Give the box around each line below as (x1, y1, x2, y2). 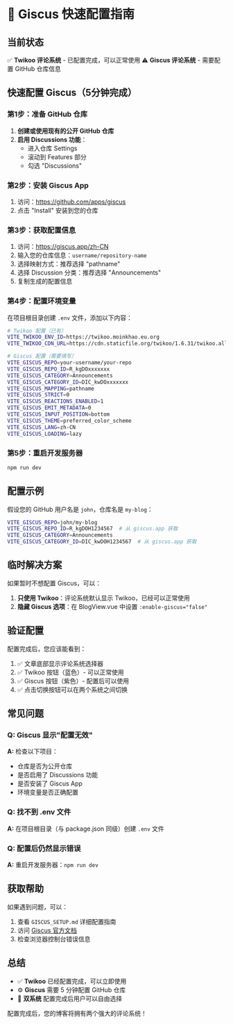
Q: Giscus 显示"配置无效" (7, 731, 93, 740)
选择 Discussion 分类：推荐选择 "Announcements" (17, 268, 162, 277)
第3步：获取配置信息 (7, 225, 76, 235)
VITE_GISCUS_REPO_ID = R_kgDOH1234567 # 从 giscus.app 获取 (7, 526, 178, 533)
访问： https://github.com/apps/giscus (17, 197, 126, 206)
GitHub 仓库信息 (15, 65, 61, 73)
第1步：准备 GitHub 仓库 (7, 109, 88, 119)
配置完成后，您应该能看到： (7, 644, 87, 653)
